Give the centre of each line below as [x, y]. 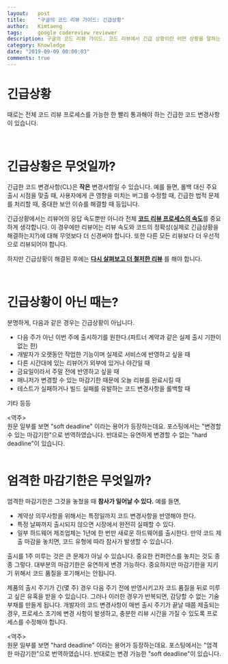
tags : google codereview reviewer [62, 33]
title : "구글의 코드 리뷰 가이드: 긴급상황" [66, 20]
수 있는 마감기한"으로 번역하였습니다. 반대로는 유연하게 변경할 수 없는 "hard [107, 434]
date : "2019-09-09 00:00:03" [48, 52]
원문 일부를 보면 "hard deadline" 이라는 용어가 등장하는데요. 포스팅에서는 [105, 645]
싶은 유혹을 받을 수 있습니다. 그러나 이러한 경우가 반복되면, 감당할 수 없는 [110, 596]
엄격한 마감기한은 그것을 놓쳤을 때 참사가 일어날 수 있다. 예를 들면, [94, 501]
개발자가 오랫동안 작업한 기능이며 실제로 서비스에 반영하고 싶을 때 [103, 354]
